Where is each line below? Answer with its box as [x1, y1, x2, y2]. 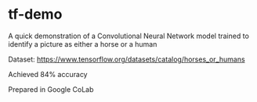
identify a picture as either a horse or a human [8, 39, 157, 48]
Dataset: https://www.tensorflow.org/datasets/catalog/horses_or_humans [8, 55, 245, 64]
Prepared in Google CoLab [8, 84, 94, 94]
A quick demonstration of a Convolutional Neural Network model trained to [8, 31, 249, 40]
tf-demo [8, 5, 63, 23]
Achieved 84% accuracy [8, 69, 88, 79]
